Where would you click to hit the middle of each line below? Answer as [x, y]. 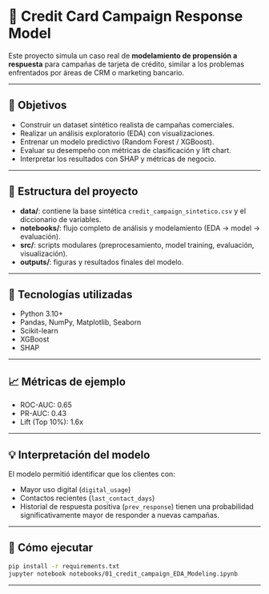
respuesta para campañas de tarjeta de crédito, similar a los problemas [126, 64]
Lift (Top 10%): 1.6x [52, 422]
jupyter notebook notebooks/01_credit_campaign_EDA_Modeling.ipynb [123, 574]
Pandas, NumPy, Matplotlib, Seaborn [80, 322]
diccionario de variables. [60, 219]
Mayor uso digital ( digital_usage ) [75, 489]
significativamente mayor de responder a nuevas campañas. [120, 515]
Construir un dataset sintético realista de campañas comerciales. [127, 124]
